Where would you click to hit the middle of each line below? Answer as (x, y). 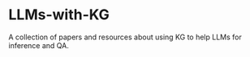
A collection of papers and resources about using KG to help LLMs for (125, 37)
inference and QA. (39, 45)
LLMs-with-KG (59, 15)
